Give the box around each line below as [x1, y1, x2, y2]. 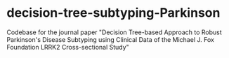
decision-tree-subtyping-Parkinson [6, 5, 221, 21]
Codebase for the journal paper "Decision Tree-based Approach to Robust [6, 28, 222, 36]
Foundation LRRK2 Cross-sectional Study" [6, 43, 129, 51]
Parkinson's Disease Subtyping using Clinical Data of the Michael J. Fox [6, 35, 215, 43]
